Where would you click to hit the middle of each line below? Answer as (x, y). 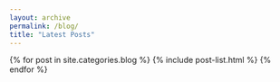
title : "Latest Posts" (52, 34)
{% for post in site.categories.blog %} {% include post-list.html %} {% (140, 60)
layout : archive (40, 18)
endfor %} (29, 69)
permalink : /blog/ (44, 26)
